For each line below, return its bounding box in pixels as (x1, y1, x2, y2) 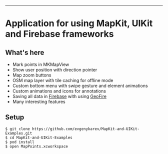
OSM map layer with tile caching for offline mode (12, 77, 113, 83)
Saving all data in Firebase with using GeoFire (12, 93, 106, 99)
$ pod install (5, 139, 35, 144)
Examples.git (5, 130, 32, 135)
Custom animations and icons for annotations (12, 88, 106, 94)
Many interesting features (12, 98, 66, 104)
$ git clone (5, 126, 30, 131)
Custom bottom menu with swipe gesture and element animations (12, 83, 148, 88)
